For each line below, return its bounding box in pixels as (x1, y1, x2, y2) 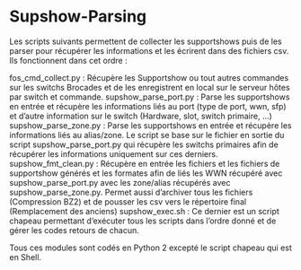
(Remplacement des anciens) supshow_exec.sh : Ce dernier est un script (9, 205, 280, 216)
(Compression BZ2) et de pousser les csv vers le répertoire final (9, 196, 247, 207)
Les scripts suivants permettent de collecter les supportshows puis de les (9, 36, 282, 47)
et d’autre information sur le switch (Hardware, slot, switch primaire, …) (9, 110, 272, 121)
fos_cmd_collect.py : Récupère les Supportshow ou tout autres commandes (9, 72, 289, 83)
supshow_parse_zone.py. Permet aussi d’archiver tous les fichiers (9, 187, 253, 197)
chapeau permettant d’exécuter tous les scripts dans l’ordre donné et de (9, 215, 277, 226)
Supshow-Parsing (9, 6, 147, 27)
